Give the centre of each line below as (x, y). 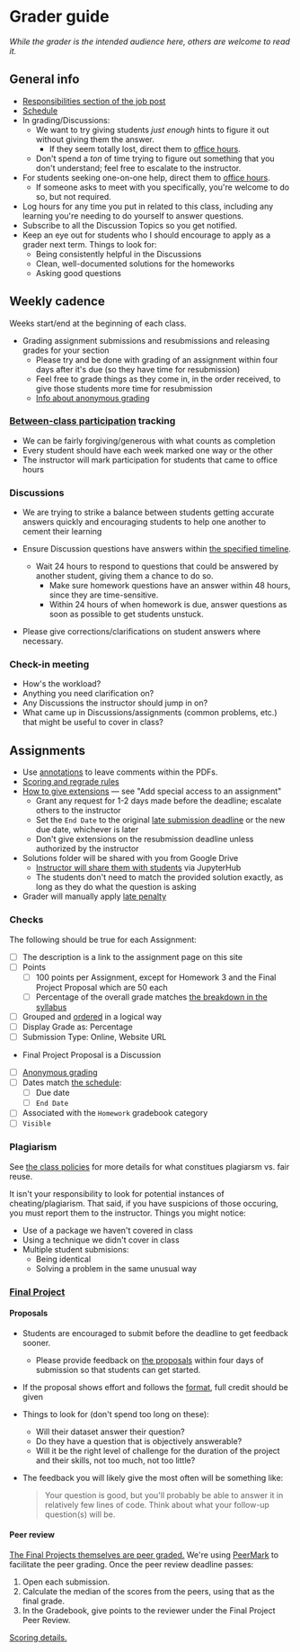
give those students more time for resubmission (124, 388)
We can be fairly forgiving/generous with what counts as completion (149, 440)
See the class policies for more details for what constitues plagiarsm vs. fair (150, 1166)
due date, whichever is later (87, 830)
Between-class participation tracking (93, 421)
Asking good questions (78, 273)
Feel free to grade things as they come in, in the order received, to (158, 379)
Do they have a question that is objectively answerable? (139, 1441)
